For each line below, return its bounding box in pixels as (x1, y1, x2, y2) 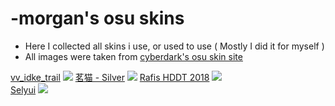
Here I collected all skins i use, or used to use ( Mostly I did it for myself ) (24, 40, 325, 52)
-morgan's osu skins (10, 7, 185, 30)
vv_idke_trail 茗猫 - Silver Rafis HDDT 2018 (10, 71, 210, 83)
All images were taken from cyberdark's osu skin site (24, 50, 243, 62)
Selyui (10, 83, 37, 96)
